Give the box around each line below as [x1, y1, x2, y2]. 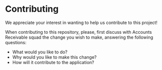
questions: [5, 39, 27, 45]
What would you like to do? [12, 49, 68, 55]
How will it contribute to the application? [12, 59, 94, 65]
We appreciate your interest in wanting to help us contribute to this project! [5, 20, 158, 25]
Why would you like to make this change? [12, 54, 97, 60]
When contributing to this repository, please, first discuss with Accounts [5, 29, 152, 35]
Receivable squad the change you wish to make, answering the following [5, 34, 154, 40]
